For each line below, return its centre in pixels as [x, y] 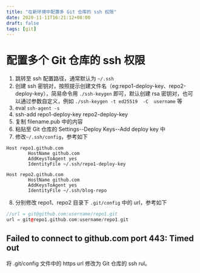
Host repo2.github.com [35, 175]
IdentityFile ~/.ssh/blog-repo [68, 191]
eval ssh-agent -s [37, 108]
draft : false [23, 23]
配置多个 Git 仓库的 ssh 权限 [76, 61]
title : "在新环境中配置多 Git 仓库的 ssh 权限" [62, 12]
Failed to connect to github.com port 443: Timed [100, 239]
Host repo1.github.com [35, 148]
